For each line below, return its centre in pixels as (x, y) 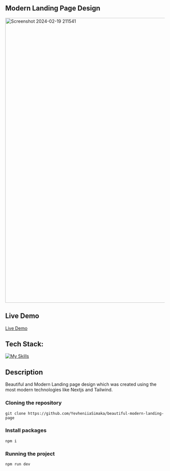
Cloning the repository (33, 403)
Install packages (26, 430)
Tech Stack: (25, 344)
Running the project (30, 454)
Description (24, 372)
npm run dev (18, 464)
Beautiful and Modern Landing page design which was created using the (81, 384)
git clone (16, 413)
